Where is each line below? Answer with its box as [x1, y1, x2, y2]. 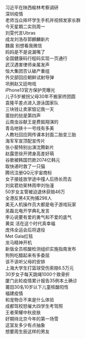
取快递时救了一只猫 [5, 163, 46, 169]
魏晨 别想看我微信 [5, 43, 42, 48]
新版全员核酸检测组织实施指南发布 [5, 246, 76, 252]
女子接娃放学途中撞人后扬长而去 [5, 176, 72, 182]
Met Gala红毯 [5, 233, 33, 239]
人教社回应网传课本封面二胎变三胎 [5, 132, 76, 137]
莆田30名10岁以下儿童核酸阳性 [5, 284, 69, 290]
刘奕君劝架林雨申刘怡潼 [5, 182, 54, 188]
